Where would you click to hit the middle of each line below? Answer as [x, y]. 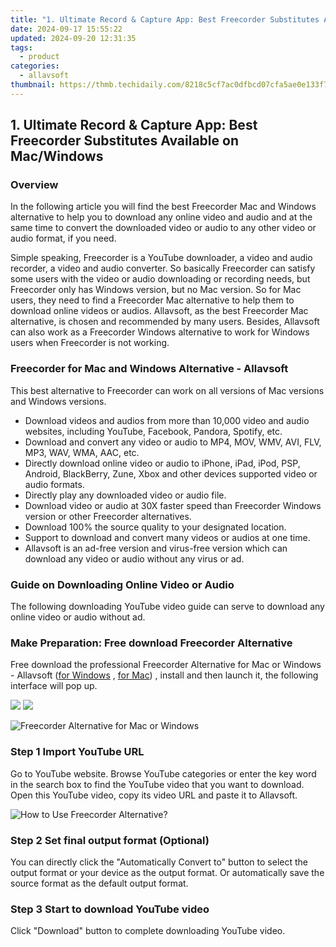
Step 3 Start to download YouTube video [110, 909]
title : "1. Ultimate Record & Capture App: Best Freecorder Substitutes [165, 19]
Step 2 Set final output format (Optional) [110, 840]
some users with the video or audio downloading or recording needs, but [160, 279]
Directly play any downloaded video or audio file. [125, 495]
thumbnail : [33, 85]
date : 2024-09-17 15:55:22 [66, 29]
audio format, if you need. [63, 238]
